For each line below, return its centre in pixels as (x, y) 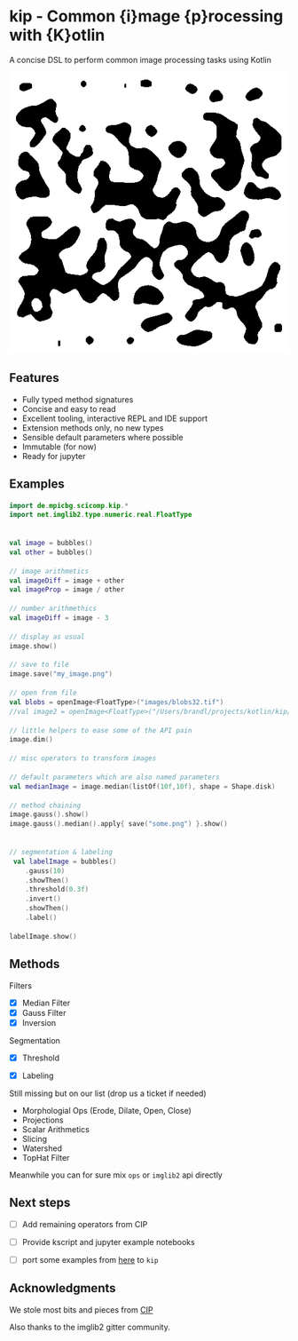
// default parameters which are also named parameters (114, 777)
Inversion (39, 1022)
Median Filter (46, 1003)
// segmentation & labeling (61, 852)
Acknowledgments (63, 1288)
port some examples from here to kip (90, 1259)
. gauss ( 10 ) (45, 871)
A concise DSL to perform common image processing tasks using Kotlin (141, 60)
